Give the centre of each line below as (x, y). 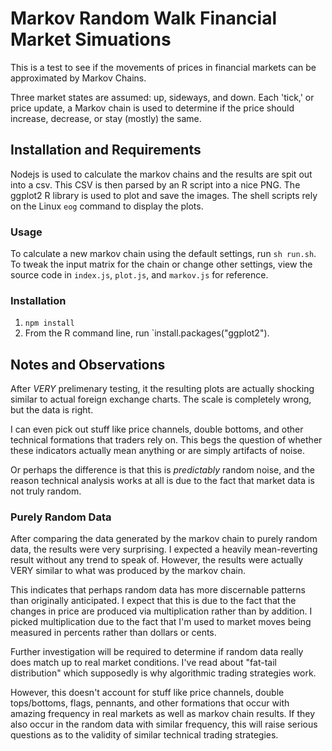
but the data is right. (52, 410)
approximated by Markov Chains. (78, 78)
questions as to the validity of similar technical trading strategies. (144, 735)
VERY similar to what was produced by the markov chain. (128, 571)
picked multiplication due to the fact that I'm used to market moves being (161, 622)
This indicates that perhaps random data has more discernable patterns (158, 590)
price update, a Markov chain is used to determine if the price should (152, 108)
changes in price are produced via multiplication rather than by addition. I (161, 611)
